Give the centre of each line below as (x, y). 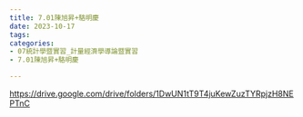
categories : (32, 43)
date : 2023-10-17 (42, 26)
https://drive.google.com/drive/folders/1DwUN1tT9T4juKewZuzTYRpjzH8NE (151, 93)
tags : (20, 34)
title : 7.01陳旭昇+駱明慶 (55, 18)
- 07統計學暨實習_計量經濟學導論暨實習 (74, 52)
